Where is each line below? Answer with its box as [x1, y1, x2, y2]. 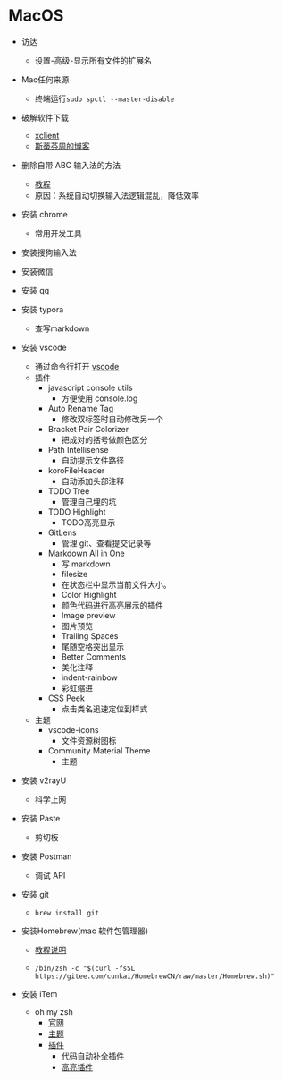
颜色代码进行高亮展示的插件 [61, 600, 164, 610]
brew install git [34, 908, 100, 917]
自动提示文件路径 [61, 455, 125, 465]
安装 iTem [21, 988, 58, 999]
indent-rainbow [61, 672, 118, 683]
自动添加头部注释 [61, 475, 125, 486]
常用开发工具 [34, 227, 82, 238]
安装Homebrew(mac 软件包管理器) [21, 925, 149, 936]
